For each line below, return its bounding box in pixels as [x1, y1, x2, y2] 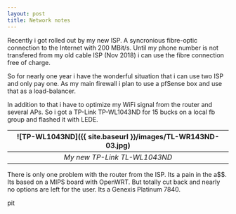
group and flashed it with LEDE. [7, 115, 98, 123]
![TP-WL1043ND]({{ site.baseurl [16, 131, 129, 141]
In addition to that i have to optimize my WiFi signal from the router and [7, 100, 213, 108]
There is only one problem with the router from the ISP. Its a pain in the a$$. [7, 170, 227, 178]
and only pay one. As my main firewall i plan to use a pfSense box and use [7, 79, 223, 87]
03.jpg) [105, 141, 131, 150]
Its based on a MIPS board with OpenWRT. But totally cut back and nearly [7, 178, 221, 186]
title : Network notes [7, 17, 71, 24]
